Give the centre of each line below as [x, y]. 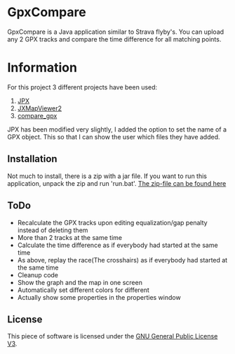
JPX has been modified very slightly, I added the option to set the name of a [117, 129]
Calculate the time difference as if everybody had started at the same [118, 245]
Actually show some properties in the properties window [99, 297]
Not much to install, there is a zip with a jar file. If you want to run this [107, 176]
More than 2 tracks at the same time [70, 237]
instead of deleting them [53, 230]
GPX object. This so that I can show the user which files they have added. [114, 137]
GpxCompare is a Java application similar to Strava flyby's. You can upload [116, 32]
